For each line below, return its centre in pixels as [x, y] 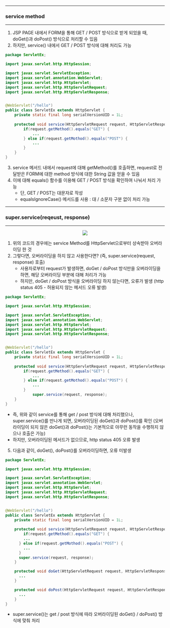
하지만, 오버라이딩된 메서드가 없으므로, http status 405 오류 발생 [76, 439]
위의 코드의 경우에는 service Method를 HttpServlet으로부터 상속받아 [81, 243]
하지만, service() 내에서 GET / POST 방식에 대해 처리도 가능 [72, 46]
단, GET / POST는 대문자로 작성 [51, 193]
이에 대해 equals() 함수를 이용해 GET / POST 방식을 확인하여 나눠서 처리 [84, 180]
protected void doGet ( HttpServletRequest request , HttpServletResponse [91, 571]
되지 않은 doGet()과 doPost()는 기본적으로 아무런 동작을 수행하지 [94, 427]
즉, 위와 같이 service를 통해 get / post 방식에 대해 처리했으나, [73, 414]
